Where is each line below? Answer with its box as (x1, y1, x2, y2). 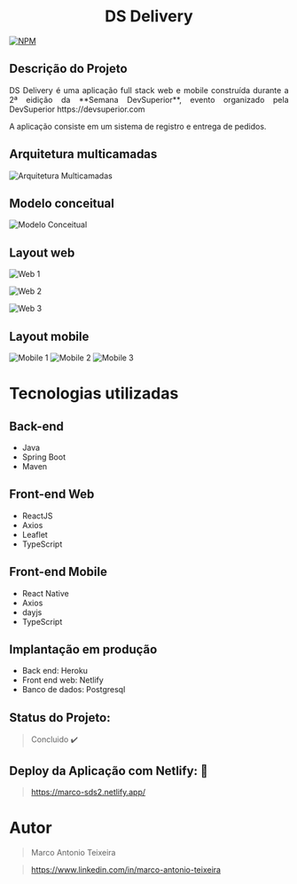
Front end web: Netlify (21, 675, 104, 685)
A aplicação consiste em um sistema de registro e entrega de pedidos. (9, 121, 267, 131)
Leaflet (21, 529, 49, 540)
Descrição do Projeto (9, 61, 128, 76)
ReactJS (21, 510, 53, 521)
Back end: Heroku (21, 666, 89, 676)
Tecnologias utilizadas (9, 383, 179, 404)
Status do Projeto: (9, 710, 111, 725)
